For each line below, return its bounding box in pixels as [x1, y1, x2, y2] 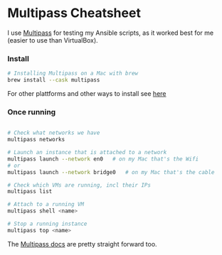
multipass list [7, 188, 53, 195]
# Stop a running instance [7, 220, 88, 228]
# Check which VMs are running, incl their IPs [7, 181, 152, 189]
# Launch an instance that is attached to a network [7, 149, 167, 156]
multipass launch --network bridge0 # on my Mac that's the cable [7, 168, 215, 175]
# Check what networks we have [7, 129, 100, 136]
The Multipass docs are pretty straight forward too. [7, 239, 158, 248]
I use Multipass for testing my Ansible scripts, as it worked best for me [7, 28, 214, 37]
